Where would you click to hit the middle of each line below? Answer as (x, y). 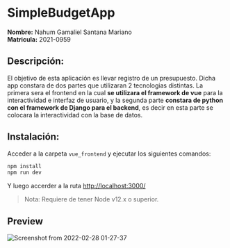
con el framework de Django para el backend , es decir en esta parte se (110, 107)
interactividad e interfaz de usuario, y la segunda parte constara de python (115, 100)
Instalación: (33, 137)
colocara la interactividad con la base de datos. (75, 115)
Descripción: (36, 61)
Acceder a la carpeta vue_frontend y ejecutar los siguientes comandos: (109, 154)
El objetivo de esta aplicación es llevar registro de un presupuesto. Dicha (112, 78)
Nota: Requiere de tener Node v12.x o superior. (91, 199)
